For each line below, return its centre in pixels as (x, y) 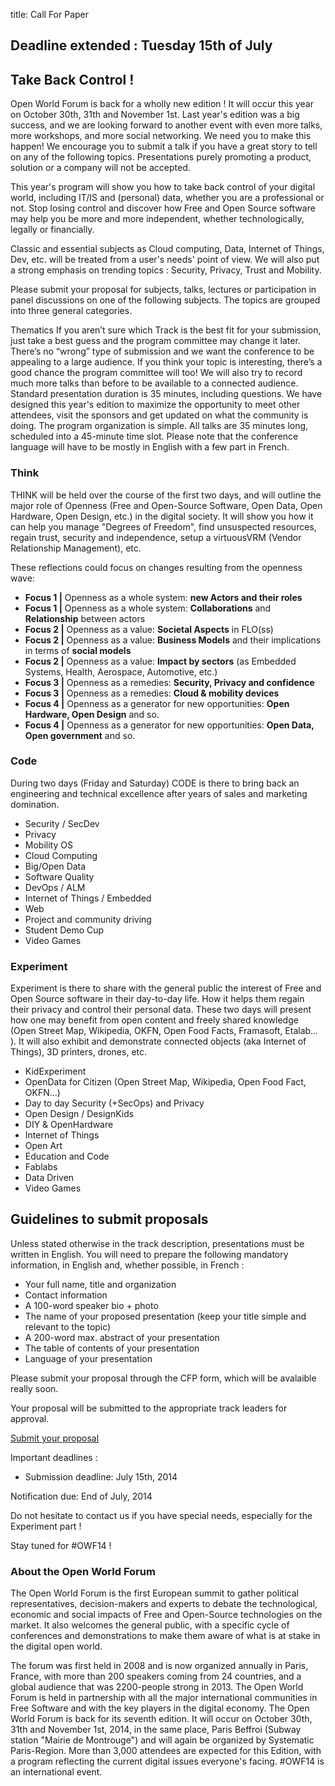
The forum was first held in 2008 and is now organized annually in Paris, (159, 1666)
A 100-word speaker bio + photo (91, 1305)
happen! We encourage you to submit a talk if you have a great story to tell (164, 146)
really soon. (34, 1388)
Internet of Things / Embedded (88, 898)
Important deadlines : (54, 1457)
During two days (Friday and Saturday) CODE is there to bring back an (155, 783)
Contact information (66, 1295)
